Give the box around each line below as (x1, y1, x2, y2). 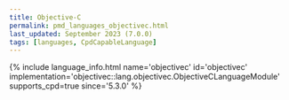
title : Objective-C (9, 12, 82, 22)
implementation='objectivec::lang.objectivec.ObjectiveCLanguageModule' (9, 72, 280, 82)
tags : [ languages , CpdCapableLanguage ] (9, 37, 157, 47)
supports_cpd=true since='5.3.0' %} (9, 81, 142, 91)
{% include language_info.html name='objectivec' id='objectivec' (9, 62, 248, 73)
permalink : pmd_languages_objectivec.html (9, 21, 169, 30)
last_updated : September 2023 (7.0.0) (9, 29, 153, 38)
